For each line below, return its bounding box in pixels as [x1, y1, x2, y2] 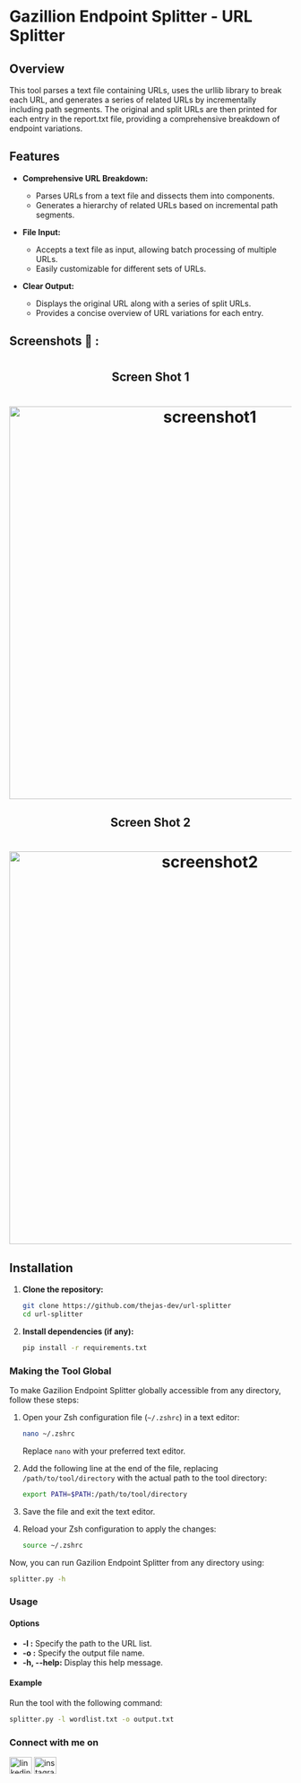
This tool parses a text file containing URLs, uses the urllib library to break [9, 85, 282, 95]
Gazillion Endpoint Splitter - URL [9, 6, 253, 27]
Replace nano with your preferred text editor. [21, 1445, 186, 1456]
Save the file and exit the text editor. [21, 1506, 156, 1516]
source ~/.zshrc [21, 1541, 83, 1550]
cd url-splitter [21, 1309, 83, 1319]
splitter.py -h [9, 1574, 66, 1584]
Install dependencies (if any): [21, 1326, 134, 1337]
